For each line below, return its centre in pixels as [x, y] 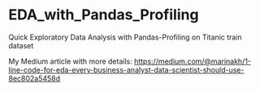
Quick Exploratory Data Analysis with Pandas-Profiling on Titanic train [125, 37]
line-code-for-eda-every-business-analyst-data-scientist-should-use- [126, 69]
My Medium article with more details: [70, 61]
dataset [21, 45]
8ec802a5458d [35, 78]
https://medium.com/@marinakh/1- [193, 61]
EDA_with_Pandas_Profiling [104, 15]
